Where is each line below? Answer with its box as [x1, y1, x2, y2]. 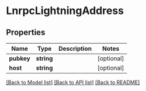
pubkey [9, 54, 30, 62]
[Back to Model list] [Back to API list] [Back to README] [6, 79, 140, 86]
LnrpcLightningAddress [6, 4, 124, 17]
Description [58, 45, 92, 52]
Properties [6, 27, 46, 37]
